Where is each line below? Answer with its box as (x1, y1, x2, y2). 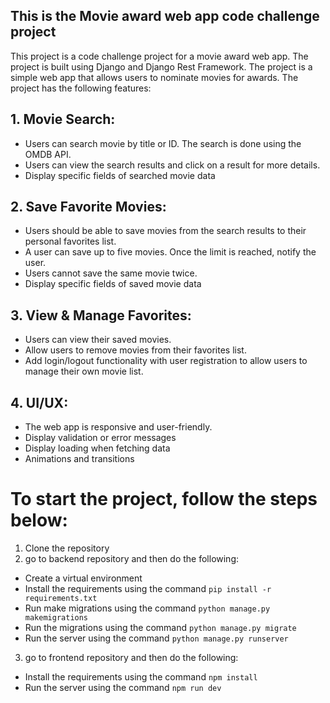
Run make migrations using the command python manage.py (24, 602, 271, 614)
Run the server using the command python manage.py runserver (24, 632, 289, 644)
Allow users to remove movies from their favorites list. (24, 344, 247, 356)
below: (10, 509, 68, 532)
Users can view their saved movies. (24, 334, 172, 346)
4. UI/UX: (10, 394, 69, 411)
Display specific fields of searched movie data (24, 169, 216, 181)
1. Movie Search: (10, 111, 116, 128)
